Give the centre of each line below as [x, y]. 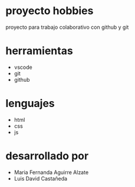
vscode [23, 67]
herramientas [39, 51]
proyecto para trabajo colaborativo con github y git [67, 27]
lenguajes [30, 103]
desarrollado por [47, 156]
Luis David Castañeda [41, 178]
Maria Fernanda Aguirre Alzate [51, 172]
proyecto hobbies [50, 11]
